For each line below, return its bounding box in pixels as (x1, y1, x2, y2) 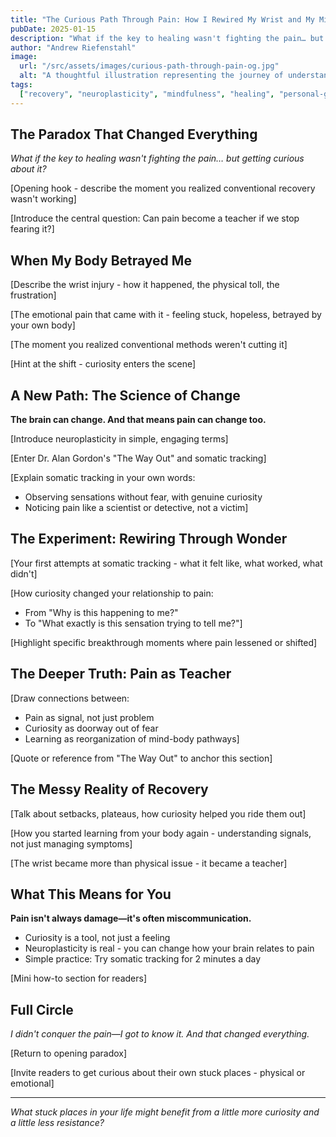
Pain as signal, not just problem (24, 711, 155, 723)
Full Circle (10, 1001, 74, 1018)
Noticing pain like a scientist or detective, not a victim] (24, 502, 249, 514)
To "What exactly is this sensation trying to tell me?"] (24, 617, 243, 629)
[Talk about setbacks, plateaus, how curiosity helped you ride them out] (10, 807, 307, 820)
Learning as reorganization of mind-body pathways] (24, 732, 240, 745)
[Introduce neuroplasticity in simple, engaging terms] (10, 433, 229, 445)
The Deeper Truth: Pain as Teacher (10, 666, 232, 683)
